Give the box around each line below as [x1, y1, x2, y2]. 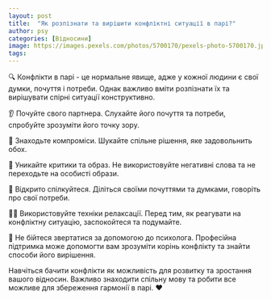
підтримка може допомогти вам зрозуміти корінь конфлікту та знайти [8, 242, 250, 251]
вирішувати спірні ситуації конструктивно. [8, 92, 156, 102]
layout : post [8, 11, 52, 20]
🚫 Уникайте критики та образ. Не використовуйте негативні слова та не [8, 160, 256, 170]
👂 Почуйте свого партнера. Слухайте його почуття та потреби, [8, 108, 226, 118]
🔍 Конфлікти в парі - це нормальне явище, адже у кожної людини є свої [8, 72, 259, 82]
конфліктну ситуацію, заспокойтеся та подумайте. [8, 218, 182, 226]
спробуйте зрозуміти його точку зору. [8, 120, 140, 129]
